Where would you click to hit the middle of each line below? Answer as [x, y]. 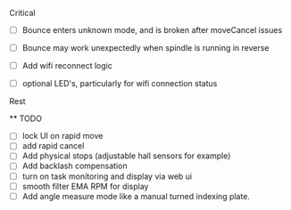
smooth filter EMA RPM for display [85, 186]
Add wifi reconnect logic [67, 66]
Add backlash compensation [75, 166]
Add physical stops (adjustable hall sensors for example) [126, 156]
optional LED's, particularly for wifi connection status [120, 84]
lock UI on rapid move [62, 136]
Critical [22, 13]
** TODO [26, 118]
